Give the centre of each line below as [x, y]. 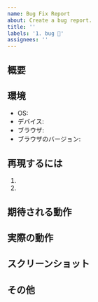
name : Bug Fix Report [39, 14]
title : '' [22, 27]
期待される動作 [40, 212]
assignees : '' [28, 40]
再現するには [35, 163]
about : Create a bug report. [50, 20]
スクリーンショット [48, 264]
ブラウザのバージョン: [49, 139]
